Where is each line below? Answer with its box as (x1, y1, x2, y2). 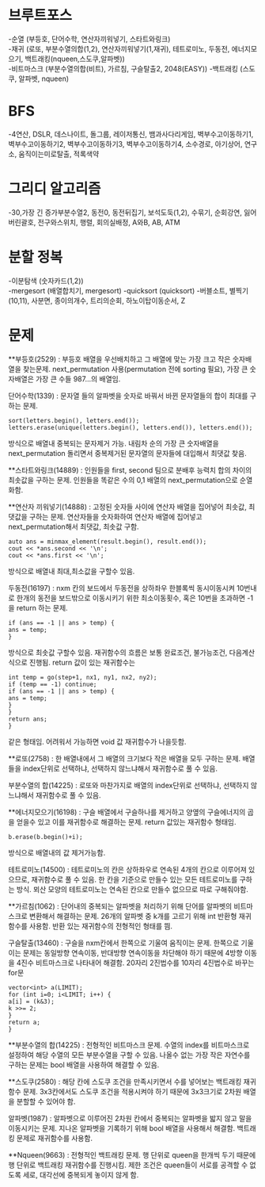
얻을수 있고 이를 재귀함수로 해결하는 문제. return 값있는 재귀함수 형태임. (16, 817, 237, 826)
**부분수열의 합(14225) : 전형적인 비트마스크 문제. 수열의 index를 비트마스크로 (8, 1040, 250, 1050)
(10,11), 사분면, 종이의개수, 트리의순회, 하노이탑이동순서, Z (8, 296, 186, 305)
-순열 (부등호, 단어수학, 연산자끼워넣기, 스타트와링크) (8, 34, 171, 44)
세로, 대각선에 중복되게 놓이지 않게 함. (22, 1170, 139, 1179)
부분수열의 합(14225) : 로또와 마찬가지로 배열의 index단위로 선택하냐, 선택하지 (8, 780, 249, 790)
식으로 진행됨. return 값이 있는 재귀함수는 (8, 657, 136, 667)
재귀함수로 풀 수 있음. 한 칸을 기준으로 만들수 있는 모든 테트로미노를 (31, 875, 238, 884)
